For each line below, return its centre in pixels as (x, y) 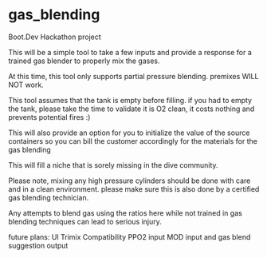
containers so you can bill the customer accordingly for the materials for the (133, 141)
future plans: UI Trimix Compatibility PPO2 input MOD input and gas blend (130, 236)
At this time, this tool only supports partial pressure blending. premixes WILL (133, 76)
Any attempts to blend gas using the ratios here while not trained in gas (126, 212)
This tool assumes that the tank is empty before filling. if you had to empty (130, 100)
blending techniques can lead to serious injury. (85, 221)
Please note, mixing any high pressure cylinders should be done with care (130, 181)
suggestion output (38, 245)
